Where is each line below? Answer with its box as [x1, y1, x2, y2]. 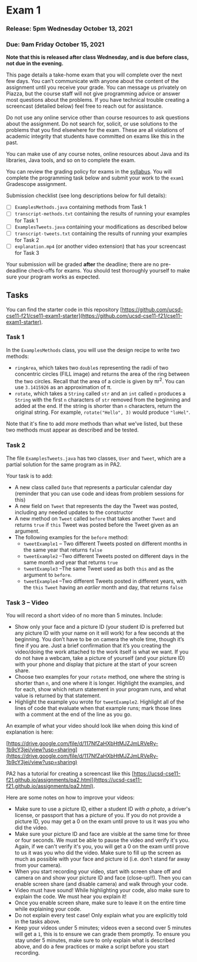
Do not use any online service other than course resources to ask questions [6, 114, 190, 121]
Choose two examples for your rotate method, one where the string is [14, 674, 185, 681]
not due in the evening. [6, 60, 64, 67]
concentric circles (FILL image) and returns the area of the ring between [14, 370, 190, 377]
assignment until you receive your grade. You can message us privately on [6, 84, 187, 91]
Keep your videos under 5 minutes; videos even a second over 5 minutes [14, 924, 192, 931]
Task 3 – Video [6, 598, 49, 606]
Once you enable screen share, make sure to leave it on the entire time [14, 899, 186, 907]
